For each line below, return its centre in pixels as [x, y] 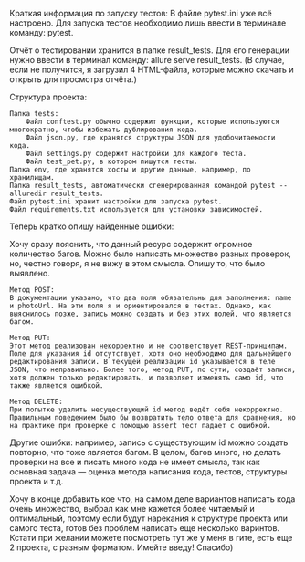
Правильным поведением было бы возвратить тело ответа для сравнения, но [153, 418]
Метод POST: [32, 290]
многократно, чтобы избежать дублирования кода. [104, 130]
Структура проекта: [48, 97]
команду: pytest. [42, 32]
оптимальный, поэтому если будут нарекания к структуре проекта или [149, 518]
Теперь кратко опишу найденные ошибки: [92, 226]
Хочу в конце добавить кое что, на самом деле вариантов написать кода [152, 499]
